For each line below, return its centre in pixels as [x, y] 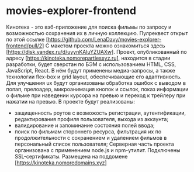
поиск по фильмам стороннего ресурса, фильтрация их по [88, 131]
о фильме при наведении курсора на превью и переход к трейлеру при [96, 95]
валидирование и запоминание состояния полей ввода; [84, 125]
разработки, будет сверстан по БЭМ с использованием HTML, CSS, [91, 64]
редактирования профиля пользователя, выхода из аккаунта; [91, 119]
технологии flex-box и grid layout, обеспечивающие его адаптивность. [94, 77]
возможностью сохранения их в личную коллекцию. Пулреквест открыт [97, 33]
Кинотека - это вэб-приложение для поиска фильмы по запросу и [89, 27]
